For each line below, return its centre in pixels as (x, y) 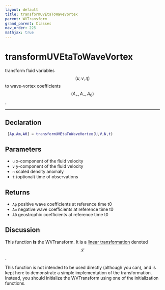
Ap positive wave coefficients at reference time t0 (62, 204)
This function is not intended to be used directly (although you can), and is (81, 267)
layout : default (22, 10)
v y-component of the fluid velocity (48, 166)
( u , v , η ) (82, 78)
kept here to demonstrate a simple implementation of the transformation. (79, 273)
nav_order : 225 (21, 28)
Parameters (23, 149)
